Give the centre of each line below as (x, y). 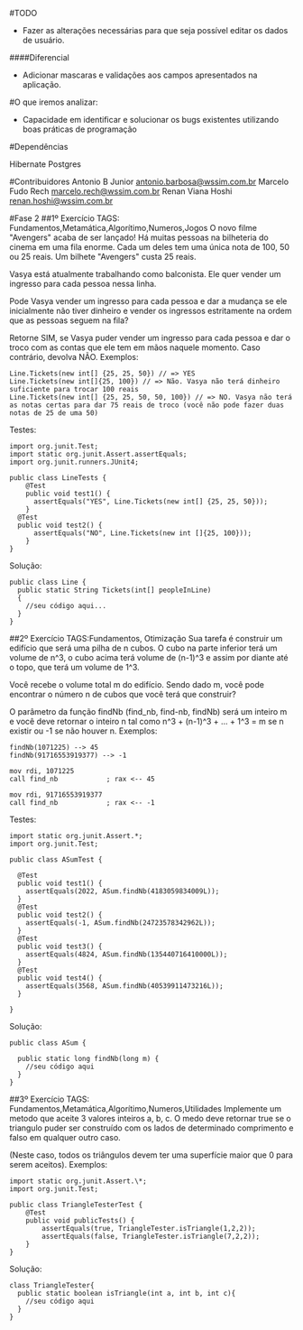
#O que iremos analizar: (54, 102)
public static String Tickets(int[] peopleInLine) (115, 590)
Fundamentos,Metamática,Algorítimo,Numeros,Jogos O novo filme (133, 228)
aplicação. (41, 84)
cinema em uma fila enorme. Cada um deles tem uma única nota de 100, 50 (150, 247)
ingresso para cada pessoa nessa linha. (83, 284)
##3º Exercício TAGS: (50, 1099)
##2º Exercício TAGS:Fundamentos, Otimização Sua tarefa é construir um (146, 638)
